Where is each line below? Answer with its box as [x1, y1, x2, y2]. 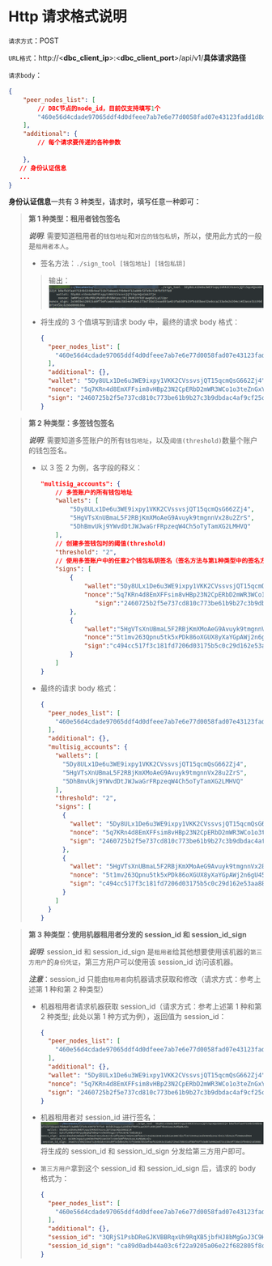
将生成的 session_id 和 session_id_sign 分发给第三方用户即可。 [40, 1146, 249, 1156]
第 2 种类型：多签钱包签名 [28, 418, 115, 427]
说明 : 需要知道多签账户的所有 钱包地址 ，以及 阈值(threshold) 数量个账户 [28, 435, 257, 445]
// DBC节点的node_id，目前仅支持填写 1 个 [37, 104, 161, 113]
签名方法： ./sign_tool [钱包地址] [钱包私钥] [40, 258, 186, 268]
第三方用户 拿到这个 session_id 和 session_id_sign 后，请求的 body [40, 1163, 257, 1173]
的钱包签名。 [28, 445, 71, 455]
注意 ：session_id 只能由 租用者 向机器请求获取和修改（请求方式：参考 [28, 974, 254, 983]
